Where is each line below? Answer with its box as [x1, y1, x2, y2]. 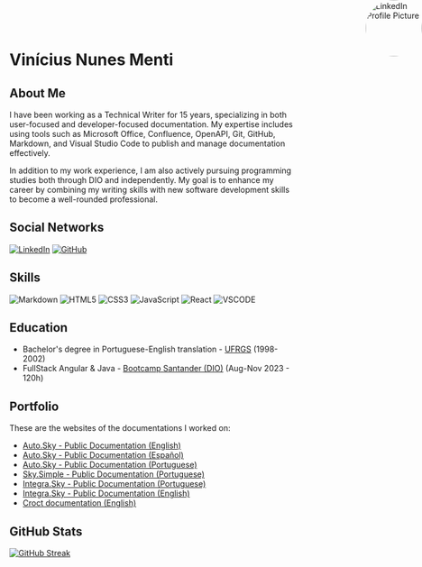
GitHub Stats [9, 524, 83, 539]
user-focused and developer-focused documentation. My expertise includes [9, 119, 293, 130]
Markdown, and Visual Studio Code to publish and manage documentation [9, 138, 286, 149]
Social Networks [9, 220, 105, 235]
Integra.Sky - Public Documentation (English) [22, 488, 191, 499]
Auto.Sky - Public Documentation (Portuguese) [22, 460, 197, 471]
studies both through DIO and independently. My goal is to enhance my [9, 175, 274, 185]
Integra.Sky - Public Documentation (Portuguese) [22, 479, 206, 489]
